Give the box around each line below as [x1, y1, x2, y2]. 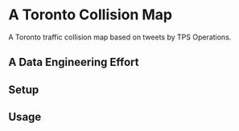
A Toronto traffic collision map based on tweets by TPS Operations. [8, 32, 232, 42]
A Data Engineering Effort [8, 55, 139, 69]
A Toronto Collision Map [8, 6, 173, 24]
